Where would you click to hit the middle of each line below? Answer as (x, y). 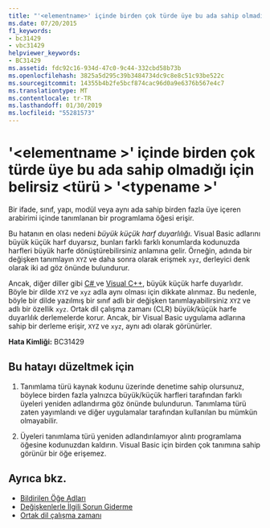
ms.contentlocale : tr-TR (50, 98)
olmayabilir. (39, 420)
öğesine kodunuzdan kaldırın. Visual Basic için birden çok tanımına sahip (140, 444)
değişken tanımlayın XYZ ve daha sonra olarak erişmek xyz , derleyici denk (129, 259)
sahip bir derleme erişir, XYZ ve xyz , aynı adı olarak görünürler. (110, 326)
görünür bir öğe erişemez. (63, 453)
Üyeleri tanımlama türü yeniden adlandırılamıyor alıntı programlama (131, 436)
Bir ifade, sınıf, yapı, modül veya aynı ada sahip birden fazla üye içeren (125, 209)
